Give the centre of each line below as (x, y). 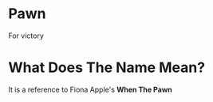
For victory (26, 36)
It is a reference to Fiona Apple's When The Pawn (91, 89)
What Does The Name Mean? (107, 68)
